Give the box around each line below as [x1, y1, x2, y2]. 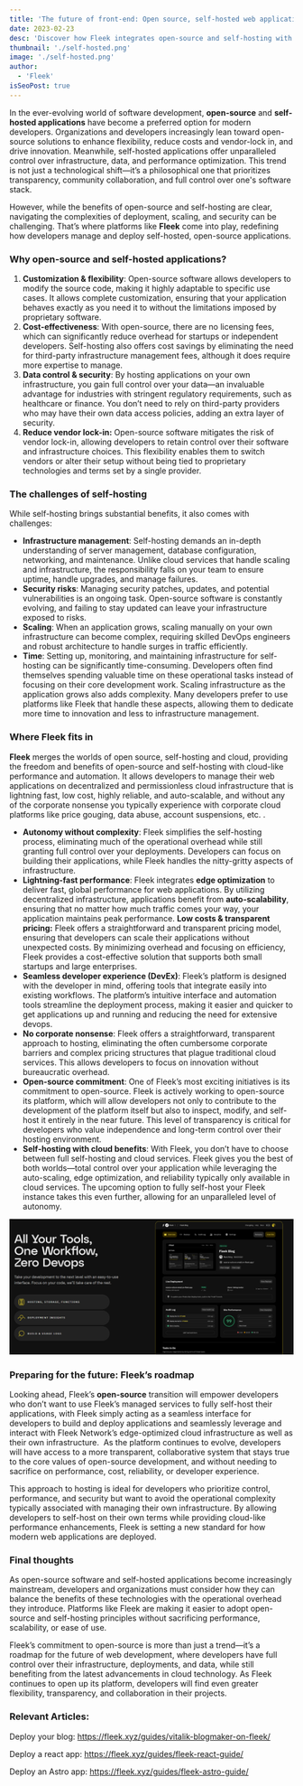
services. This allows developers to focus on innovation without [22, 1057, 259, 1068]
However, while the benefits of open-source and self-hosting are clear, [9, 201, 273, 212]
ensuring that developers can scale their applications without [22, 931, 250, 943]
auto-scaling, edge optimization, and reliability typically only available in [22, 1172, 290, 1183]
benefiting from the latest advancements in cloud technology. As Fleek [9, 1669, 272, 1679]
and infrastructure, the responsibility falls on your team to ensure [22, 565, 264, 575]
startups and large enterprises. [22, 960, 138, 971]
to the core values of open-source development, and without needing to [9, 1456, 278, 1467]
